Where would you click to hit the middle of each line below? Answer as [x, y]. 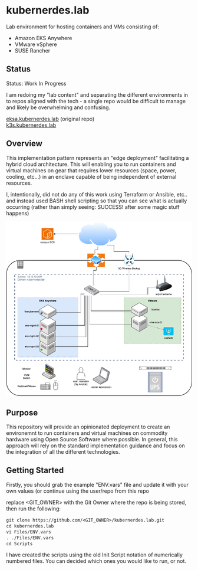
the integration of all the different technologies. [63, 451]
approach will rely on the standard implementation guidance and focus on [96, 445]
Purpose [22, 413]
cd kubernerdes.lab [30, 526]
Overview [24, 144]
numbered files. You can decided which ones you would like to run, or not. [96, 561]
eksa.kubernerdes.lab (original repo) [50, 119]
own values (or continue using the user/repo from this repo [77, 491]
